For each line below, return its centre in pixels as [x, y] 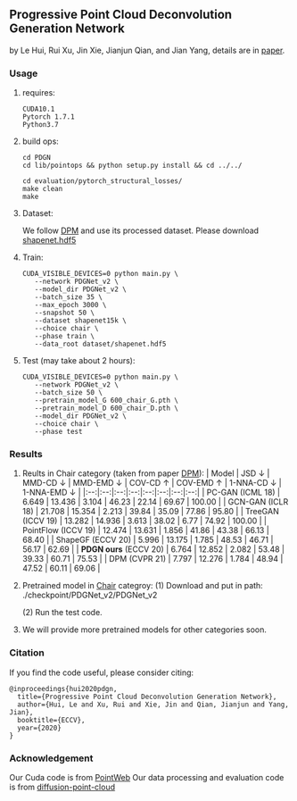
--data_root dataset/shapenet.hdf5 [100, 344]
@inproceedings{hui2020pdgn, [63, 688]
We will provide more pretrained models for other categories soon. [144, 630]
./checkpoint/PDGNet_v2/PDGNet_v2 [90, 595]
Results [26, 455]
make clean [42, 189]
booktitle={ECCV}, [52, 720]
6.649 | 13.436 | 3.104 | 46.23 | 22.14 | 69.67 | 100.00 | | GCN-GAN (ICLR [155, 502]
